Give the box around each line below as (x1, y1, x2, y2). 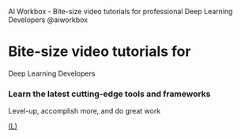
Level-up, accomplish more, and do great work (8, 106, 161, 116)
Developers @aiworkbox (8, 15, 88, 24)
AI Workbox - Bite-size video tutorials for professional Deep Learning (8, 7, 233, 16)
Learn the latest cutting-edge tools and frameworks (8, 88, 211, 99)
